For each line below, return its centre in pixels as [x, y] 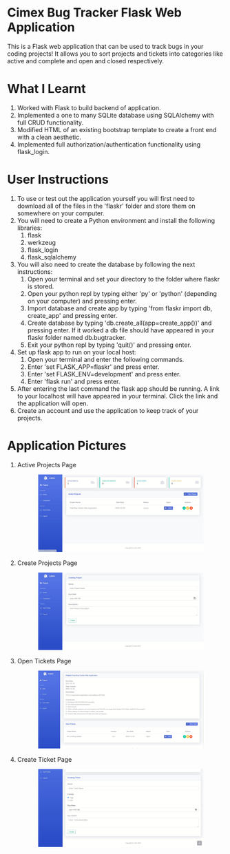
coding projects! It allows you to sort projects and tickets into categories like [115, 54]
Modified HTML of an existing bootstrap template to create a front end [117, 129]
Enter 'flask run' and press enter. [74, 381]
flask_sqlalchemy [52, 257]
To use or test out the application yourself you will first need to [106, 198]
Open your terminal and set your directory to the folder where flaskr [124, 279]
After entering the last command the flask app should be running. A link [118, 388]
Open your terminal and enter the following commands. [106, 359]
